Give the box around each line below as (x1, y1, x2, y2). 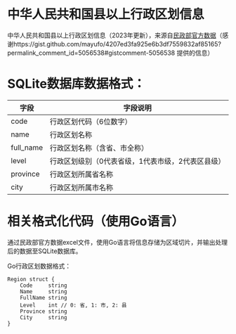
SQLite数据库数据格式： (7, 76, 146, 92)
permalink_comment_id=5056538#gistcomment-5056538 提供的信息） (7, 49, 214, 57)
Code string (20, 282, 68, 289)
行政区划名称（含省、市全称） (49, 143, 149, 153)
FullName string (20, 294, 68, 301)
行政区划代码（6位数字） (49, 117, 132, 127)
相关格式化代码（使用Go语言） (7, 214, 185, 229)
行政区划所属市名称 (49, 182, 114, 192)
